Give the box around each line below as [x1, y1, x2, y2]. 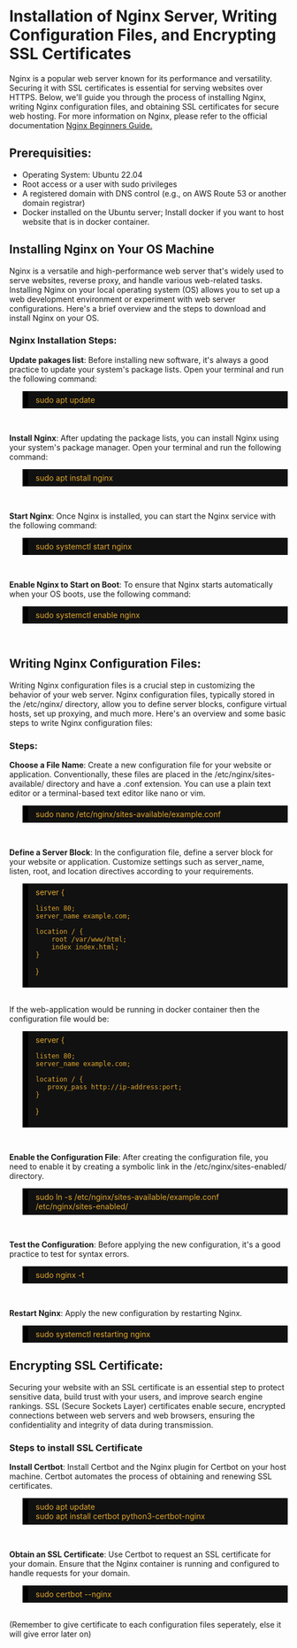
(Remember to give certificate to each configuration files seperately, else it [9, 1620, 282, 1630]
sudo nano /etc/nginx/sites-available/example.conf [34, 808, 221, 820]
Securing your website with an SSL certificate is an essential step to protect [9, 1382, 285, 1392]
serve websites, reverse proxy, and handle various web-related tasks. [9, 274, 263, 285]
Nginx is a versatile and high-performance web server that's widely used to [9, 266, 285, 276]
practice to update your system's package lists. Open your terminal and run [9, 364, 285, 374]
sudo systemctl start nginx [34, 541, 133, 551]
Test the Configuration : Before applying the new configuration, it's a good [9, 1239, 281, 1250]
